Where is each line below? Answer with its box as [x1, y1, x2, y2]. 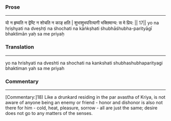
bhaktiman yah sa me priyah [5, 65, 65, 71]
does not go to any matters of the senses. [5, 110, 93, 116]
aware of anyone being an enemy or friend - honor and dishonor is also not [5, 99, 163, 105]
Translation [5, 44, 34, 51]
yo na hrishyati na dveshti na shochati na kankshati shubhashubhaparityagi [5, 60, 163, 66]
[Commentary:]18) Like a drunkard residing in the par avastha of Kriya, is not [5, 94, 165, 100]
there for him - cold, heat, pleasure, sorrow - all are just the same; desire [5, 105, 158, 111]
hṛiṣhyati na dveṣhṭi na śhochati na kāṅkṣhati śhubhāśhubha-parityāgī [5, 25, 152, 31]
